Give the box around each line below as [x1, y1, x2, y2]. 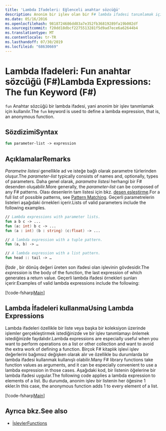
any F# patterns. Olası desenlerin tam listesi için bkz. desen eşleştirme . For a [5, 189, 160, 195]
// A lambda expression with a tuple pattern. [5, 237, 103, 242]
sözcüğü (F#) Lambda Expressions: [5, 76, 151, 87]
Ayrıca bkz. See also [5, 407, 68, 416]
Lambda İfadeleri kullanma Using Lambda [5, 304, 134, 312]
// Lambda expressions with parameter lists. [5, 214, 100, 220]
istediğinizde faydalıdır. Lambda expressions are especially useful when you [5, 335, 159, 341]
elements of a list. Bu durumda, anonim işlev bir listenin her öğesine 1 [5, 377, 146, 383]
